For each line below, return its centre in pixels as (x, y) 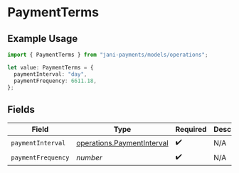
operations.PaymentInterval (122, 143)
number (89, 157)
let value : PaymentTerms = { (51, 67)
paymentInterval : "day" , (51, 74)
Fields (21, 110)
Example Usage (43, 39)
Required (191, 130)
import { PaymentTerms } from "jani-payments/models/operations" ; (108, 55)
